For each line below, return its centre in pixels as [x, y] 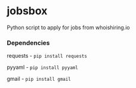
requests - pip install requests [47, 56]
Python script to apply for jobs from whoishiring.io [68, 27]
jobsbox [27, 11]
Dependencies [28, 43]
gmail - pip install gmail [39, 79]
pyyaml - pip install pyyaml [42, 67]
